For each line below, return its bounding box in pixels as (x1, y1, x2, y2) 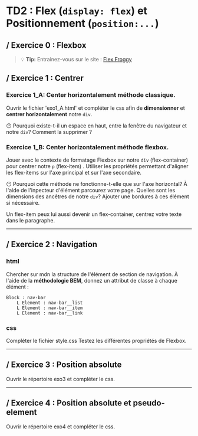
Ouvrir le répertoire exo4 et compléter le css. (6, 423, 115, 430)
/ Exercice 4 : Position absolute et (6, 398, 131, 408)
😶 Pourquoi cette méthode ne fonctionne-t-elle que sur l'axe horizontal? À (6, 180, 187, 187)
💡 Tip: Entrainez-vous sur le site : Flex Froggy (20, 56, 132, 63)
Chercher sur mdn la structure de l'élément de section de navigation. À (6, 270, 179, 278)
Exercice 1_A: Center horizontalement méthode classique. (6, 91, 176, 99)
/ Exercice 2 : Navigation (6, 240, 98, 250)
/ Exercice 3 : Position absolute (6, 360, 122, 370)
